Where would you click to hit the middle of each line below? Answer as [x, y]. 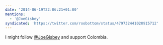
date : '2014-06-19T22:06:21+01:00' [42, 10]
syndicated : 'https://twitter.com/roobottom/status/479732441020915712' [82, 23]
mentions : [15, 14]
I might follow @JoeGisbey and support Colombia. [57, 37]
